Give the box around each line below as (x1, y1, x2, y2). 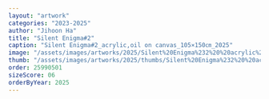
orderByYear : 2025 (8, 78, 70, 86)
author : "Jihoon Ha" (8, 26, 78, 34)
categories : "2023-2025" (8, 19, 91, 27)
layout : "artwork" (8, 11, 70, 20)
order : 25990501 (8, 64, 62, 72)
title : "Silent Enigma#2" (8, 34, 94, 42)
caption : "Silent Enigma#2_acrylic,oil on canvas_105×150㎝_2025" (8, 42, 234, 49)
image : (8, 49, 30, 57)
